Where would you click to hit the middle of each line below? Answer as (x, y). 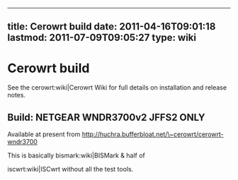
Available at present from (44, 134)
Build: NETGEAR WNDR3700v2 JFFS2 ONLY (106, 117)
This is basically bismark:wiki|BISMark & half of (76, 155)
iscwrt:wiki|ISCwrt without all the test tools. (70, 169)
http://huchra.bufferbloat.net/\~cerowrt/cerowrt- (153, 134)
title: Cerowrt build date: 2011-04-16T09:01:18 (112, 26)
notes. (17, 95)
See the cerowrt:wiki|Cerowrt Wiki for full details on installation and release (117, 88)
